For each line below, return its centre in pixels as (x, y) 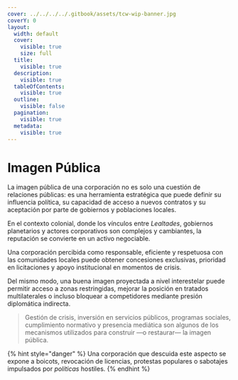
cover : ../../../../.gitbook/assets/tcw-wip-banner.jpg (92, 14)
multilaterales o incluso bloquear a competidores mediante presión (105, 296)
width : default (36, 34)
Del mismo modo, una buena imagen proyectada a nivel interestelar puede (116, 281)
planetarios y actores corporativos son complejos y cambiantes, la (104, 231)
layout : (19, 27)
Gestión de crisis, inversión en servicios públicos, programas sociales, (128, 318)
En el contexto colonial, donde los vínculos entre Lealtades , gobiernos (110, 223)
